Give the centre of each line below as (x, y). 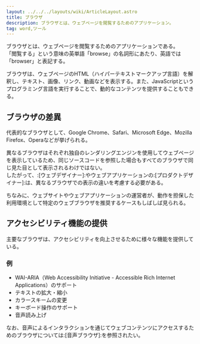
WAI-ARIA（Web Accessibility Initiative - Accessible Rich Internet (95, 278)
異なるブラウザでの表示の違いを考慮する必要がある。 (101, 182)
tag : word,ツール (26, 28)
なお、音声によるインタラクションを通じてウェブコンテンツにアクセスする (98, 328)
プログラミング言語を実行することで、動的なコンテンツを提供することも (95, 89)
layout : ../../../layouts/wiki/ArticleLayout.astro (72, 12)
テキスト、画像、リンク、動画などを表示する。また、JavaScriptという (108, 81)
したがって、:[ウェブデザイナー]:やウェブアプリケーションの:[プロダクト (95, 175)
